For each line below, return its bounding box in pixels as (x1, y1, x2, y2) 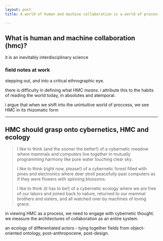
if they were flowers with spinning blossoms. (16, 176, 106, 182)
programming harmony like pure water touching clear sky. (16, 156, 133, 162)
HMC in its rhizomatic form (5, 107, 59, 112)
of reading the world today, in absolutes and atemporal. (5, 92, 116, 98)
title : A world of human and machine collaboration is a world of (5, 12, 142, 17)
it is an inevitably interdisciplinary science (5, 55, 89, 60)
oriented (5, 230, 22, 236)
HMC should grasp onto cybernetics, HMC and (5, 126, 149, 134)
